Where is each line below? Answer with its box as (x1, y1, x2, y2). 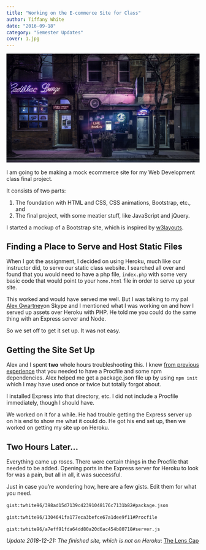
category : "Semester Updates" (6, 29, 84, 36)
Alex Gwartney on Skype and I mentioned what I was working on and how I (6, 302, 194, 310)
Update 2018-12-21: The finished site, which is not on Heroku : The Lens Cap (6, 537, 199, 544)
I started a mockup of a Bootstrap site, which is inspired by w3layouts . (6, 224, 184, 231)
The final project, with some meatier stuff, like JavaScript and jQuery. (15, 212, 190, 219)
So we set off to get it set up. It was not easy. (6, 327, 121, 334)
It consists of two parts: (6, 187, 66, 194)
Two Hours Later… (6, 441, 78, 452)
